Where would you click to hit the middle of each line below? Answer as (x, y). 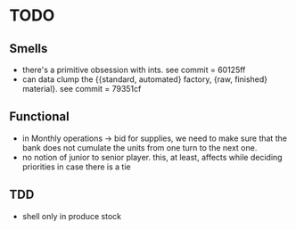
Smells (29, 49)
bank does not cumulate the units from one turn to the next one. (140, 147)
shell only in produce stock (72, 216)
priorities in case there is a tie (76, 167)
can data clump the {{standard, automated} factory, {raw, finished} (145, 79)
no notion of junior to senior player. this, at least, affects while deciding (152, 157)
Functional (39, 117)
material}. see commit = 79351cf (82, 89)
